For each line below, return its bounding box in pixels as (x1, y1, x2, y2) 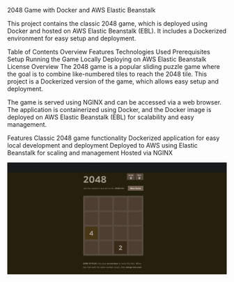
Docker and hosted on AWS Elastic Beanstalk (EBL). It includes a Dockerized (7, 27, 227, 35)
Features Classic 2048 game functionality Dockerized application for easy (7, 134, 220, 142)
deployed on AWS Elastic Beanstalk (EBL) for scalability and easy (7, 113, 194, 121)
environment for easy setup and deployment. (7, 34, 136, 42)
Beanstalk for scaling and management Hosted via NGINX (7, 149, 173, 157)
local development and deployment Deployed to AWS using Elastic (7, 141, 198, 149)
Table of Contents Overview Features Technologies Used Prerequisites (7, 48, 210, 56)
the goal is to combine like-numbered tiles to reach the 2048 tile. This (7, 70, 208, 78)
